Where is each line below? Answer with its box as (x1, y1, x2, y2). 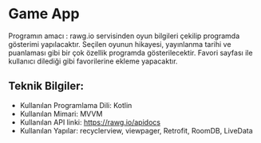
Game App (8, 5, 80, 23)
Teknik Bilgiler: (8, 79, 84, 93)
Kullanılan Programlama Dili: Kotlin (19, 100, 132, 110)
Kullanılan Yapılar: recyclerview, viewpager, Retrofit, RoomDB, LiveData (19, 126, 253, 135)
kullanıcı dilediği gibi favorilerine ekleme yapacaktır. (8, 56, 178, 66)
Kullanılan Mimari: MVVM (19, 109, 103, 118)
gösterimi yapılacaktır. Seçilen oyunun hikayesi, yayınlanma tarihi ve (8, 39, 231, 48)
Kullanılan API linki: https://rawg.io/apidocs (19, 117, 161, 127)
